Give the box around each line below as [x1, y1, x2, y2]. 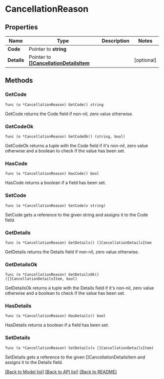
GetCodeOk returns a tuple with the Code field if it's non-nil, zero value [5, 142, 148, 148]
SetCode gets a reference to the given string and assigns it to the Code [5, 212, 148, 217]
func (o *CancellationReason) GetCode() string [5, 102, 104, 107]
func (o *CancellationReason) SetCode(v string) [5, 203, 106, 208]
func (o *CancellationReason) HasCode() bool [5, 171, 99, 176]
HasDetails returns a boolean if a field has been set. [5, 322, 109, 328]
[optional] [134, 57, 157, 63]
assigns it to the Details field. [5, 359, 63, 365]
